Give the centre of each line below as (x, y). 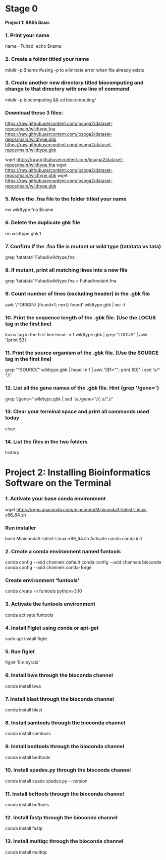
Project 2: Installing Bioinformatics (78, 473)
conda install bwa (23, 686)
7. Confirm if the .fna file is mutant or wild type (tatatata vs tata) (83, 246)
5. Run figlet (20, 651)
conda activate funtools (29, 615)
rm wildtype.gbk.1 (23, 233)
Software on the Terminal (58, 483)
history (12, 453)
